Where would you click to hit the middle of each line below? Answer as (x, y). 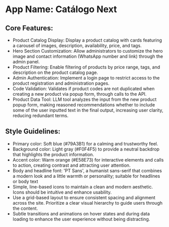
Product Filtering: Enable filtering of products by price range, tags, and (86, 67)
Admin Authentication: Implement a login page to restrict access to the (86, 78)
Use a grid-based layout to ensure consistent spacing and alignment (84, 197)
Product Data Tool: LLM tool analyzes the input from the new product (85, 99)
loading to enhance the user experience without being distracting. (81, 219)
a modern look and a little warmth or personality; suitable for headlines (86, 176)
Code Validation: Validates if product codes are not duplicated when (83, 89)
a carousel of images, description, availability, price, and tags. (77, 46)
